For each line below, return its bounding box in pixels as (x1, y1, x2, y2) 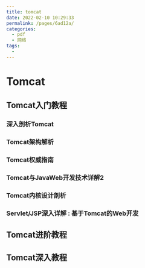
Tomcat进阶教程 (6, 230, 68, 240)
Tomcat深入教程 (6, 252, 68, 263)
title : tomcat (6, 9, 42, 15)
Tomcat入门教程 (6, 100, 68, 111)
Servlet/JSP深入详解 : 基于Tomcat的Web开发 (6, 209, 139, 218)
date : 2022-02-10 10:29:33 (6, 15, 74, 21)
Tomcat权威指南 (6, 156, 54, 164)
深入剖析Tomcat (6, 120, 54, 128)
